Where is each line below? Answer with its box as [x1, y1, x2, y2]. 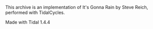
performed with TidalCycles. [5, 9, 65, 15]
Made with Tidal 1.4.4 [5, 19, 50, 25]
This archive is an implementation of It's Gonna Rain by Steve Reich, [5, 4, 148, 10]
